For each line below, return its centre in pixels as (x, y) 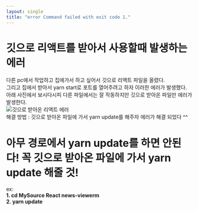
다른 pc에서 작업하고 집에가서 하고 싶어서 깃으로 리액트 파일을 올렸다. (86, 80)
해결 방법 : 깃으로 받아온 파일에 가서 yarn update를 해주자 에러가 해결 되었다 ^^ (97, 117)
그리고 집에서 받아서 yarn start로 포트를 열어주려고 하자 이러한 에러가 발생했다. (97, 88)
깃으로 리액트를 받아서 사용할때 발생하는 (97, 48)
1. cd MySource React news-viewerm (53, 196)
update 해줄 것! (42, 172)
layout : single (25, 11)
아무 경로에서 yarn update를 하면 (83, 143)
